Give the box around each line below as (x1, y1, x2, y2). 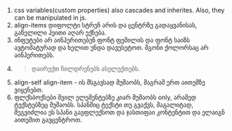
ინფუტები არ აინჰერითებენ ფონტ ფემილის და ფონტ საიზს (13, 36, 191, 44)
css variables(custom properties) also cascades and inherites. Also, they (13, 6, 225, 14)
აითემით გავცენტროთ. (13, 116, 82, 124)
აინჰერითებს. (13, 51, 55, 59)
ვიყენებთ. (13, 86, 44, 94)
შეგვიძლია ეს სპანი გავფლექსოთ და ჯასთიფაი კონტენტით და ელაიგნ (13, 108, 225, 116)
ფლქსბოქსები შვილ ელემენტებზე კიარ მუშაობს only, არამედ (13, 93, 197, 101)
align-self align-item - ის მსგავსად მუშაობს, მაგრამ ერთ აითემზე (13, 78, 205, 87)
